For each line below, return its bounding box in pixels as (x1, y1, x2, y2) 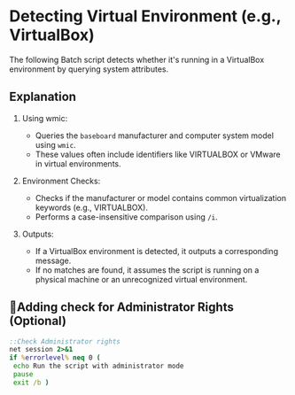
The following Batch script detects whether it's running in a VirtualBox (9, 54, 265, 65)
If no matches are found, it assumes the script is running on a (35, 264, 260, 275)
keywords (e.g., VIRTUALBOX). (35, 202, 149, 213)
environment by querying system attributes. (9, 64, 169, 74)
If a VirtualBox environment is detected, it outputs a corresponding (35, 245, 279, 256)
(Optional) (9, 314, 66, 329)
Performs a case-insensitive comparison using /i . (35, 211, 219, 222)
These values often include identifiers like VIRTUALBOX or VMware (35, 149, 281, 159)
